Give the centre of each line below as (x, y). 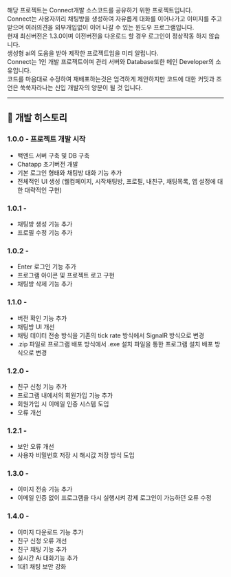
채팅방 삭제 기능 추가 (45, 284)
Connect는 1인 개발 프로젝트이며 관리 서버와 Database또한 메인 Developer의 (111, 62)
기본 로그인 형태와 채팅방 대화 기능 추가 (69, 172)
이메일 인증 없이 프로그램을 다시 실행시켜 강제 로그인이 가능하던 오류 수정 (114, 498)
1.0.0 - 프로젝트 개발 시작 (46, 139)
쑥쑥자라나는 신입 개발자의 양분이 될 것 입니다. (81, 87)
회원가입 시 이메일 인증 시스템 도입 (63, 403)
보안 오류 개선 (35, 447)
